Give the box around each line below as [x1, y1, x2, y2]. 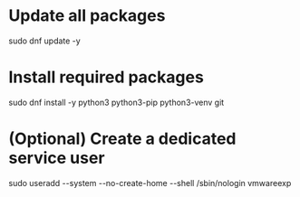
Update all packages [8, 5, 166, 26]
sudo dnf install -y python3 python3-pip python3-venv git [8, 97, 225, 108]
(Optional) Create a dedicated [8, 128, 237, 149]
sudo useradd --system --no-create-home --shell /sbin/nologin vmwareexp [8, 177, 292, 188]
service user [8, 148, 105, 168]
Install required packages [8, 67, 205, 88]
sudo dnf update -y [8, 35, 81, 46]
